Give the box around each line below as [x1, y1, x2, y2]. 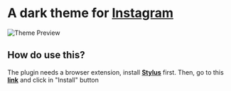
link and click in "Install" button [7, 75, 100, 84]
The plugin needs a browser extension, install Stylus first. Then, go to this [7, 68, 224, 76]
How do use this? [7, 49, 85, 61]
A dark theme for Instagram [7, 5, 174, 21]
